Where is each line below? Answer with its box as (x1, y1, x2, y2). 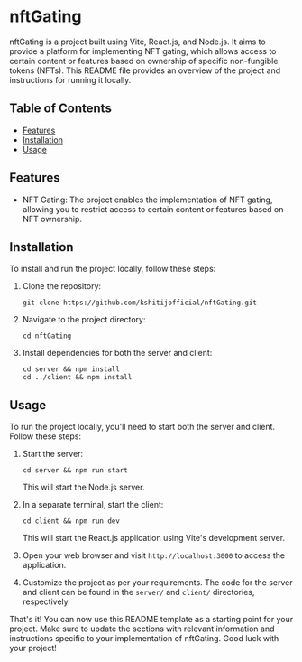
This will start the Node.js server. (22, 481, 145, 493)
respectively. (22, 596, 70, 607)
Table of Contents (9, 101, 113, 117)
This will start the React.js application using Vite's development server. (22, 533, 286, 544)
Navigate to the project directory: (22, 314, 146, 325)
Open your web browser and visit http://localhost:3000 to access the (22, 550, 286, 561)
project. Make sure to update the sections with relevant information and (9, 623, 275, 634)
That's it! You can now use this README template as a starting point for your (9, 614, 294, 625)
